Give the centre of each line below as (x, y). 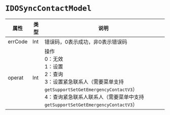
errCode (18, 42)
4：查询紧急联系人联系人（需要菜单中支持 (94, 97)
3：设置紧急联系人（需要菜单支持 (84, 82)
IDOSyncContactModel (49, 8)
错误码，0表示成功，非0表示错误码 (86, 42)
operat (16, 78)
